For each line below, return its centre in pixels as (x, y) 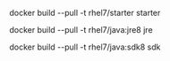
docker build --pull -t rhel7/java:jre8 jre (81, 30)
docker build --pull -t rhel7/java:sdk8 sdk (85, 47)
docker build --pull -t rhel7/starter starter (85, 13)
